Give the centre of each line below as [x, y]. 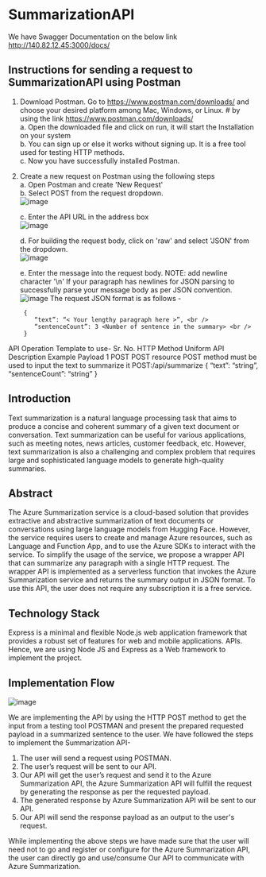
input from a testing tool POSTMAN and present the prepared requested [126, 726]
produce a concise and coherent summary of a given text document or [124, 426]
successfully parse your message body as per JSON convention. [126, 290]
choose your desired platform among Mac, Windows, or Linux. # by [130, 110]
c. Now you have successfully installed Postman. [100, 160]
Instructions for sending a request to [100, 70]
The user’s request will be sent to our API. [88, 767]
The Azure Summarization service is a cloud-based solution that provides [128, 512]
